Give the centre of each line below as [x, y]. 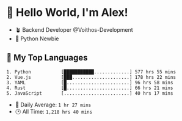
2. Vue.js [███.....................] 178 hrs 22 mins [91, 77]
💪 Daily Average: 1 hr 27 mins [53, 105]
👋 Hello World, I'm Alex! [67, 13]
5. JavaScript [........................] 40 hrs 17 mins [90, 93]
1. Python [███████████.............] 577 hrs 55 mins [91, 72]
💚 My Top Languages [47, 58]
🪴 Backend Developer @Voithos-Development [74, 29]
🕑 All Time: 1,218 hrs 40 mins [54, 111]
